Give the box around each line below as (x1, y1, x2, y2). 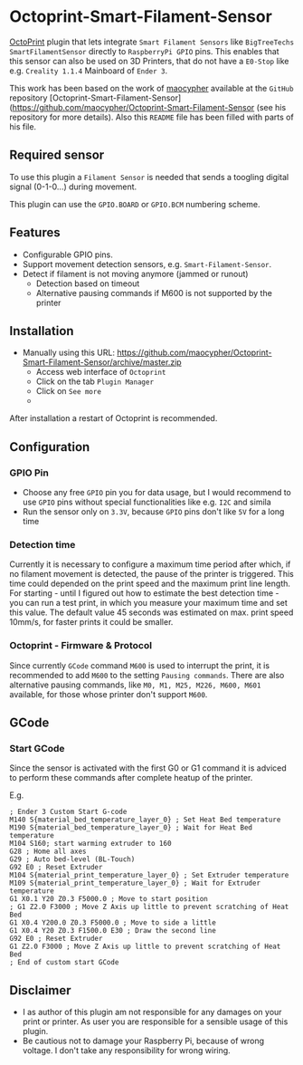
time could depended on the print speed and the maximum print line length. (9, 578, 291, 590)
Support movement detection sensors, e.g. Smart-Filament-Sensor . (22, 258, 272, 269)
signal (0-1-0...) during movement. (9, 181, 137, 192)
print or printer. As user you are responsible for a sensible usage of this (22, 1016, 289, 1027)
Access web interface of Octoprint (35, 367, 166, 378)
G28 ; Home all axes (9, 847, 88, 857)
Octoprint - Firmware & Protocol (9, 639, 152, 652)
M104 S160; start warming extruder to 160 (9, 840, 172, 849)
